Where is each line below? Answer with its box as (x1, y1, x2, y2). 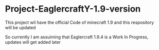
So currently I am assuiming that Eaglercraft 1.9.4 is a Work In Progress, (5, 34, 148, 40)
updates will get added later (5, 39, 61, 45)
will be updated (5, 24, 36, 30)
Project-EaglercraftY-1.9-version (5, 3, 141, 15)
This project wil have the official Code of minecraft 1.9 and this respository (5, 19, 154, 25)
